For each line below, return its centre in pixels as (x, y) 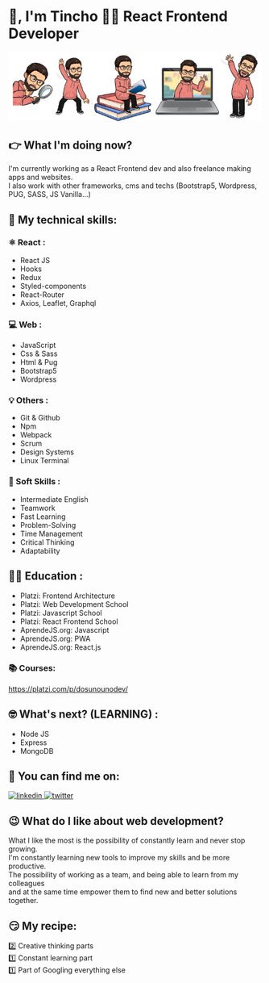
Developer (43, 33)
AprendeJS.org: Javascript (64, 630)
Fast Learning (43, 517)
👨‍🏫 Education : (46, 576)
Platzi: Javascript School (61, 613)
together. (23, 901)
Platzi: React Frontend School (69, 621)
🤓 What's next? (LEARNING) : (83, 715)
